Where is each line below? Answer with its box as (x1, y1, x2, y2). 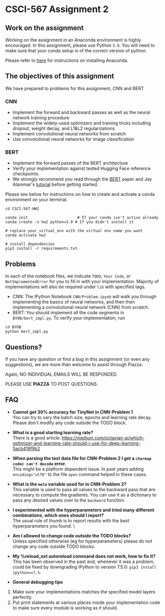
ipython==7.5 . (12, 569, 41, 575)
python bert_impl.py (5, 329, 49, 334)
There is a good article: (12, 435, 61, 441)
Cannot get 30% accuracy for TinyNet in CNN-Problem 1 (12, 409, 133, 415)
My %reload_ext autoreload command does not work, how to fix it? (12, 553, 156, 559)
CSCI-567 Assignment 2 (5, 4, 109, 15)
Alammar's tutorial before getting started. (12, 181, 99, 187)
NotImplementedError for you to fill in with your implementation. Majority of (5, 279, 159, 285)
